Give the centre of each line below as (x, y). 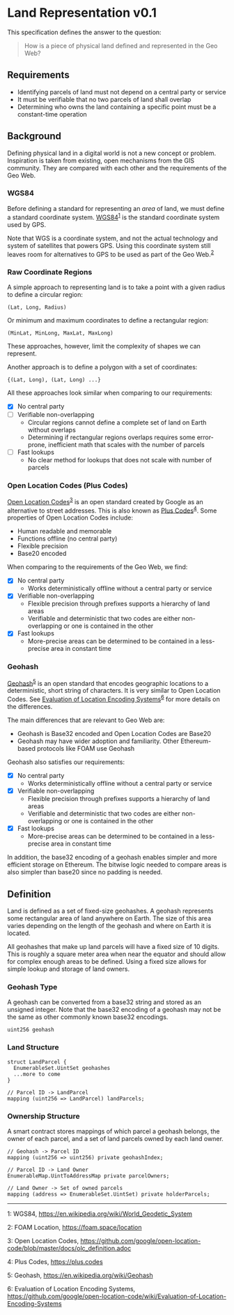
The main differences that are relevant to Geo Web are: (86, 720)
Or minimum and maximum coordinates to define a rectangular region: (108, 321)
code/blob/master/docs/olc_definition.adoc (69, 1248)
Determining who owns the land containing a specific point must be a (117, 107)
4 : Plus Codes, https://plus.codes (55, 1261)
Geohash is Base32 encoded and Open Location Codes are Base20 (114, 734)
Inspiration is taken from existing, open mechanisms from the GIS (101, 160)
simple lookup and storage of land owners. (69, 969)
